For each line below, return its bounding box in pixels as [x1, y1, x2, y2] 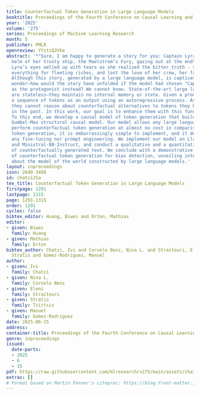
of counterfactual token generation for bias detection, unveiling [11, 153, 183, 158]
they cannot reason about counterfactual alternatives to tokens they [11, 102, 190, 109]
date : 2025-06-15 [6, 319, 49, 325]
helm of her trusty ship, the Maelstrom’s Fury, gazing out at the [11, 58, 183, 64]
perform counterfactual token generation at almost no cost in [11, 125, 171, 131]
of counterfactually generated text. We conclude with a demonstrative [11, 147, 193, 153]
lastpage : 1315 [6, 191, 44, 197]
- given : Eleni [6, 285, 44, 292]
